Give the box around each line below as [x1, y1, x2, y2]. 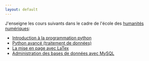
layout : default [5, 7, 38, 12]
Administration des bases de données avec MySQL [12, 50, 115, 56]
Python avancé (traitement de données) [12, 40, 92, 46]
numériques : [5, 25, 31, 31]
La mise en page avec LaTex [12, 45, 69, 51]
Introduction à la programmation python [12, 35, 92, 41]
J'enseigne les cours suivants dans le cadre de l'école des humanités [5, 20, 144, 26]
